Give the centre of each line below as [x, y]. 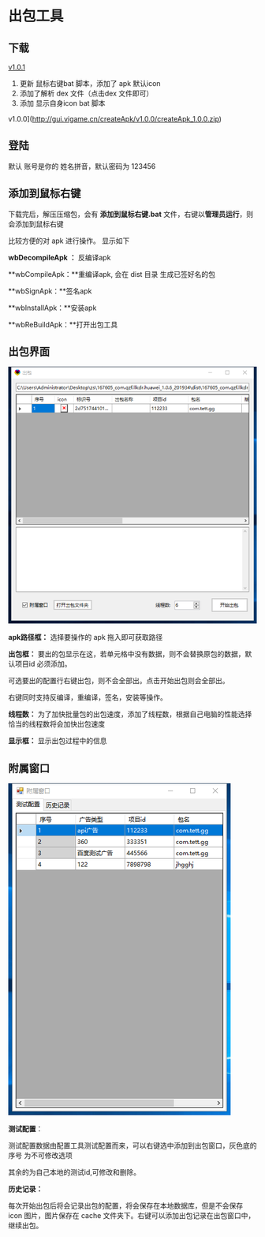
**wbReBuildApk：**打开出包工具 [63, 324]
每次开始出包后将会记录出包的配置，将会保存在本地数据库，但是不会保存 [125, 1206]
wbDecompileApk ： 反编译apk [60, 257]
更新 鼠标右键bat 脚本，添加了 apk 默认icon [90, 83]
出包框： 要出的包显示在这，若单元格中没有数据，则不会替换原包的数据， [127, 654]
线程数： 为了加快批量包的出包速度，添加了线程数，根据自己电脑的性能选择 [130, 714]
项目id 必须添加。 [43, 664]
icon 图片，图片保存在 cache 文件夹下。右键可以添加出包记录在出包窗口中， [132, 1216]
